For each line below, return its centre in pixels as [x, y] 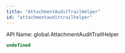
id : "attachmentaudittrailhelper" [50, 17]
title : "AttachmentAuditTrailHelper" [53, 12]
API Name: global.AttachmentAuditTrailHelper [62, 34]
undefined [19, 45]
